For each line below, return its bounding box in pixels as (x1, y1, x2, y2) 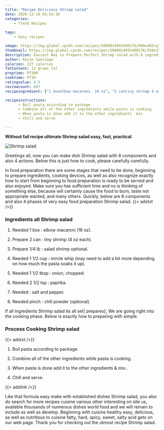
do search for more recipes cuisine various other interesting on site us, (5, 399, 147, 405)
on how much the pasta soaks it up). (12, 261, 85, 267)
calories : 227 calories (5, 62, 54, 67)
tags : (5, 30, 16, 35)
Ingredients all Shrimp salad (5, 216, 73, 223)
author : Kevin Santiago (5, 57, 54, 62)
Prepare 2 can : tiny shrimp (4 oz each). (12, 237, 92, 242)
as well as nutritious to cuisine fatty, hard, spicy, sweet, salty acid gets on (5, 414, 153, 420)
